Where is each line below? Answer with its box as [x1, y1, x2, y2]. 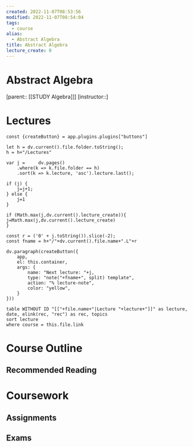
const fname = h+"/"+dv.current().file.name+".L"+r [6, 238, 137, 244]
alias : [6, 31, 23, 37]
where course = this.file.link [6, 322, 84, 328]
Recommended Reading [6, 365, 97, 375]
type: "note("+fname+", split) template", [27, 275, 135, 280]
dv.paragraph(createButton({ [6, 248, 79, 254]
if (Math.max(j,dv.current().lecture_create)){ [6, 212, 127, 218]
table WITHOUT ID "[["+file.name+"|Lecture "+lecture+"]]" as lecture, [6, 306, 188, 312]
